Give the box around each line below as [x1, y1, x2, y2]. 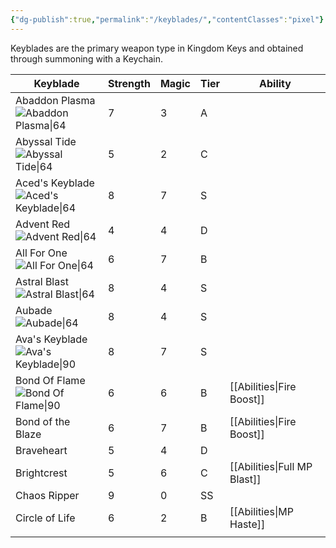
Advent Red [15, 217, 71, 231]
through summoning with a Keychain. [10, 52, 164, 65]
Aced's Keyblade [15, 176, 95, 190]
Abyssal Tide [15, 134, 77, 148]
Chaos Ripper [15, 488, 80, 502]
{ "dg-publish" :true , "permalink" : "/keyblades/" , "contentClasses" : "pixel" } [10, 14, 325, 25]
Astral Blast [15, 274, 69, 288]
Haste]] [229, 517, 266, 531]
